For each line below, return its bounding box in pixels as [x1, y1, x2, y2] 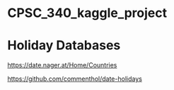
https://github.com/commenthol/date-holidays [7, 74, 143, 83]
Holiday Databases [7, 38, 121, 54]
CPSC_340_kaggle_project [7, 5, 168, 21]
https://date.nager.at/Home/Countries [7, 61, 117, 69]
